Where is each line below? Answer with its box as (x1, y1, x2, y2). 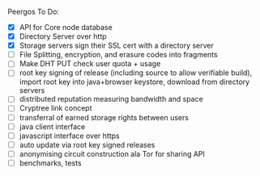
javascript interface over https (19, 131, 120, 140)
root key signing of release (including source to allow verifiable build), (19, 68, 253, 78)
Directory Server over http (19, 31, 107, 41)
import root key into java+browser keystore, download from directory (19, 77, 250, 87)
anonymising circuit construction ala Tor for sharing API (19, 149, 206, 158)
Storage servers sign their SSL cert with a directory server (19, 40, 214, 51)
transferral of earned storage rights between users (19, 112, 190, 122)
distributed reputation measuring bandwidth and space (19, 94, 203, 104)
